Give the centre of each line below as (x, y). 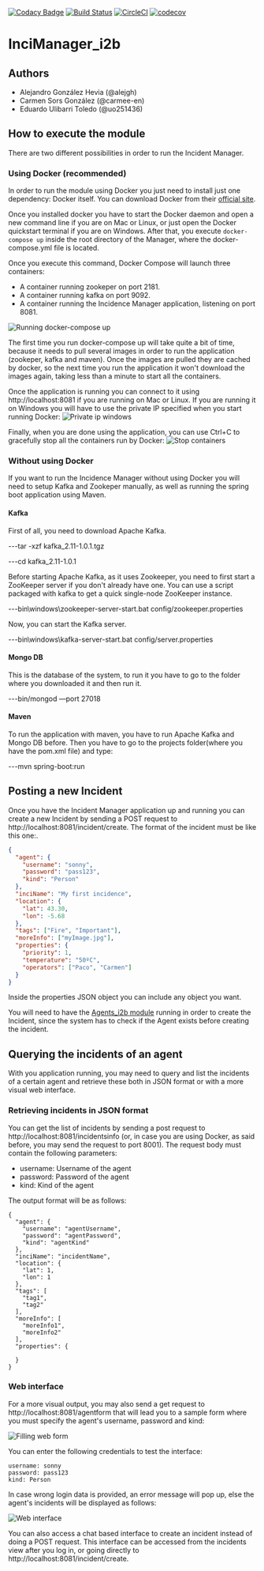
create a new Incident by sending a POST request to (93, 819)
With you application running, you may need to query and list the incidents (129, 1073)
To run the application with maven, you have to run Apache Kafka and (121, 734)
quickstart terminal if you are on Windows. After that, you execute (115, 231)
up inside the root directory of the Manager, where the (124, 239)
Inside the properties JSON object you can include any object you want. (125, 997)
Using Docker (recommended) (67, 173)
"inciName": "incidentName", (63, 1256)
